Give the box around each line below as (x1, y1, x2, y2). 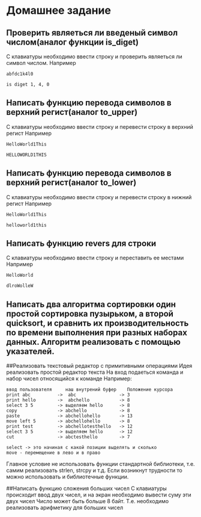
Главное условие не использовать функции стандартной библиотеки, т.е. (6, 460, 195, 468)
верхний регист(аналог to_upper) (6, 107, 138, 117)
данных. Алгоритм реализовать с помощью (6, 336, 181, 347)
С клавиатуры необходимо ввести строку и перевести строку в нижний (6, 193, 192, 200)
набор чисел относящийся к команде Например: (6, 375, 132, 382)
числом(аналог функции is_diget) (6, 37, 139, 47)
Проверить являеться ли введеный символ (6, 28, 178, 38)
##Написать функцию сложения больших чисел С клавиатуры (6, 485, 167, 492)
